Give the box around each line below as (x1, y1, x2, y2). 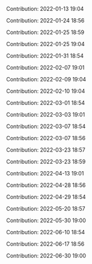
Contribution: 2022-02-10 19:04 (6, 87, 85, 95)
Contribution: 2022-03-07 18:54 (6, 123, 86, 130)
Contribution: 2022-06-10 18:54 (6, 229, 85, 235)
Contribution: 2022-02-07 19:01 (6, 64, 85, 71)
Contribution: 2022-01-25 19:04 (6, 41, 85, 47)
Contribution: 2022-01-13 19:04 (6, 5, 84, 12)
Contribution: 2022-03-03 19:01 (6, 111, 85, 118)
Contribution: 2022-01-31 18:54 (6, 52, 84, 59)
